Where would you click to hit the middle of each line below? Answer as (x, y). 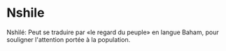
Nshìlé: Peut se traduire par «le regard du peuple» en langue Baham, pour (113, 32)
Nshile (26, 13)
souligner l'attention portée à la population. (69, 39)
